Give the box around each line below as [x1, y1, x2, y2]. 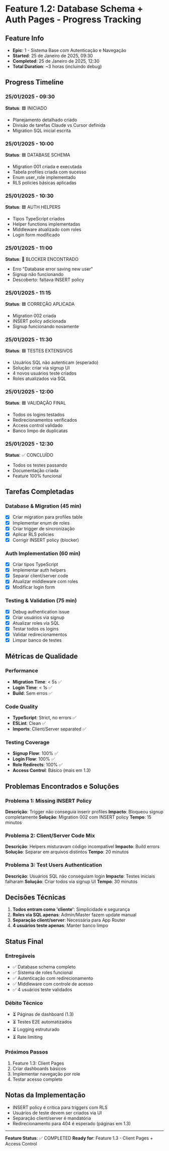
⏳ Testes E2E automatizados [12, 1019, 72, 1025]
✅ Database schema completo [12, 964, 76, 970]
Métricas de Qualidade [5, 652, 78, 661]
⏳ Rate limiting [12, 1034, 43, 1040]
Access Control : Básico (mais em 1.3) [12, 767, 91, 773]
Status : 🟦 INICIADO [5, 105, 47, 111]
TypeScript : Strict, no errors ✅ [12, 715, 76, 721]
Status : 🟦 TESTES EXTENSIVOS [5, 348, 73, 354]
